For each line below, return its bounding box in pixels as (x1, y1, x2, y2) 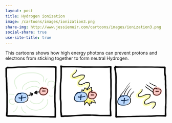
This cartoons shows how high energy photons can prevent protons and (5, 50, 158, 56)
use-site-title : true (5, 35, 52, 40)
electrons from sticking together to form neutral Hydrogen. (5, 55, 129, 61)
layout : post (5, 8, 33, 13)
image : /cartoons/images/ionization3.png (5, 19, 95, 24)
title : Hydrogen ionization (5, 13, 66, 19)
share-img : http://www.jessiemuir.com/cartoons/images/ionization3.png (5, 24, 161, 30)
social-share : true (5, 30, 47, 35)
